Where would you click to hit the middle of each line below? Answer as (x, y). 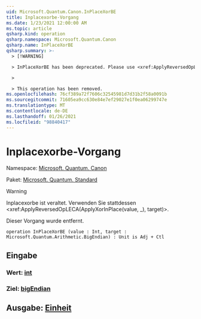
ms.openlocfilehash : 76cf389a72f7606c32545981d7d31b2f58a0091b (87, 94)
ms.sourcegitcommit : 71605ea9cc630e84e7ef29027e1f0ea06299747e (87, 100)
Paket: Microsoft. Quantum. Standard (52, 180)
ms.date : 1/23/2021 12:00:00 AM (46, 23)
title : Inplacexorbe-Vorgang (42, 17)
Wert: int (19, 272)
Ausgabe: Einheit (39, 308)
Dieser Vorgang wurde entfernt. (45, 221)
